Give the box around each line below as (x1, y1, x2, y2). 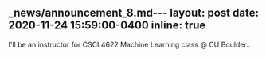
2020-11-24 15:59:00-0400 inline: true (8, 19, 206, 32)
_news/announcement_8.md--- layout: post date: (8, 6, 259, 20)
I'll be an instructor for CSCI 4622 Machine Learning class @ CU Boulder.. (8, 40, 251, 49)
